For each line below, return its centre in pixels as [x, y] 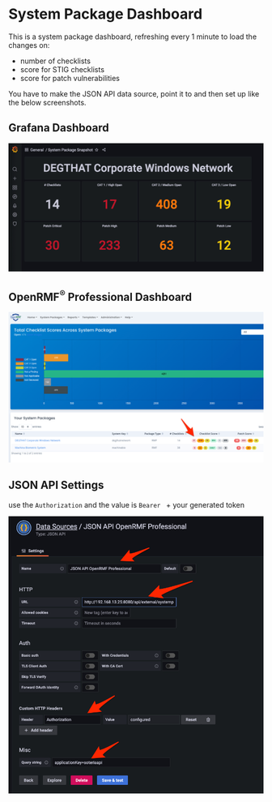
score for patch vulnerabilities [70, 78]
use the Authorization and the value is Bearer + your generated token [127, 504]
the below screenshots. [47, 102]
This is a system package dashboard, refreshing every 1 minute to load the [133, 36]
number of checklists [55, 61]
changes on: [29, 45]
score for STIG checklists [62, 69]
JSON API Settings [56, 485]
